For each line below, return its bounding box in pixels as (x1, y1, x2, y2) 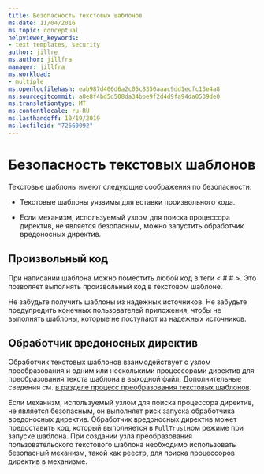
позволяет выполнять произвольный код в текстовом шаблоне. (8, 281, 223, 291)
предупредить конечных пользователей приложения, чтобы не (8, 305, 222, 314)
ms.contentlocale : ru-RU (8, 107, 90, 115)
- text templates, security (8, 41, 101, 49)
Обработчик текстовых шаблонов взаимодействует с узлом (8, 357, 211, 367)
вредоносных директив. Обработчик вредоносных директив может (8, 415, 237, 424)
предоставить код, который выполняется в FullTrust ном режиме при (8, 423, 244, 433)
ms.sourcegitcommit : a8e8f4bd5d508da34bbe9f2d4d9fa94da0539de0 (8, 92, 221, 100)
